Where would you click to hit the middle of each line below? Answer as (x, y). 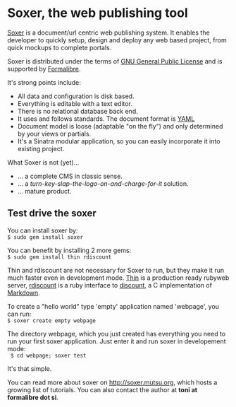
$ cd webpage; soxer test (48, 355)
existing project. (41, 148)
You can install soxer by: (43, 230)
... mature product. (44, 191)
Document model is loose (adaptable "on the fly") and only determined (120, 126)
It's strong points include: (44, 82)
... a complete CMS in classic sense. (70, 176)
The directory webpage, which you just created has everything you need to (117, 334)
